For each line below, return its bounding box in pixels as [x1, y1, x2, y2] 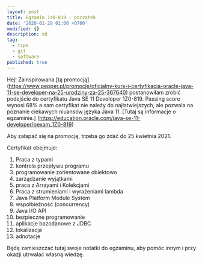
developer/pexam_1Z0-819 [7, 121, 72, 128]
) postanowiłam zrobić [126, 89, 181, 96]
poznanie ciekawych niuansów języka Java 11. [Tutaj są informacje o [7, 108, 176, 115]
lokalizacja [15, 226, 42, 233]
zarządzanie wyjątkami [15, 175, 73, 182]
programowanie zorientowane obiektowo [15, 168, 117, 175]
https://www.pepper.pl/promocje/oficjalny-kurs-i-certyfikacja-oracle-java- [8, 82, 194, 89]
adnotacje [15, 233, 41, 240]
